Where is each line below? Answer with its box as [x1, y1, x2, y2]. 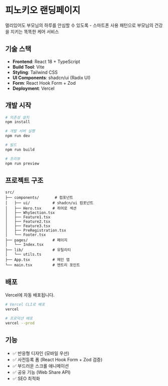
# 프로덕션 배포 [5, 316, 33, 321]
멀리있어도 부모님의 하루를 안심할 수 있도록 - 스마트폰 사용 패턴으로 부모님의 [5, 22, 153, 28]
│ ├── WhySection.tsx [5, 210, 55, 215]
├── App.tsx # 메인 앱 [5, 257, 70, 262]
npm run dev [5, 133, 30, 139]
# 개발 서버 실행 [5, 129, 35, 134]
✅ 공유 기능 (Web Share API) [12, 369, 71, 375]
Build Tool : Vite [12, 64, 45, 70]
